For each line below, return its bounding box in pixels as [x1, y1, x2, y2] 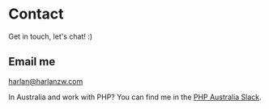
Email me [8, 55, 56, 69]
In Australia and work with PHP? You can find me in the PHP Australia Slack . [8, 92, 262, 102]
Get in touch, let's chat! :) [8, 31, 93, 41]
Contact [8, 5, 64, 23]
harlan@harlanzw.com [8, 76, 83, 86]
